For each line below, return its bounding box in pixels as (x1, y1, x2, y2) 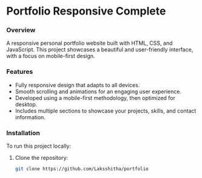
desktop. (15, 101, 38, 108)
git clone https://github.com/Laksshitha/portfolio (15, 166, 149, 172)
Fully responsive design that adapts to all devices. (15, 81, 140, 88)
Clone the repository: (15, 154, 69, 162)
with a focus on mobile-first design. (6, 53, 95, 60)
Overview (6, 26, 36, 35)
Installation (6, 128, 41, 137)
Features (6, 68, 33, 76)
